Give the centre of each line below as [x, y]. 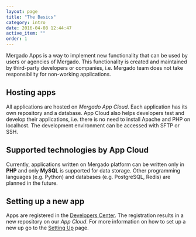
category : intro [26, 22]
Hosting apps [31, 92]
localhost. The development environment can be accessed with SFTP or [93, 125]
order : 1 [17, 39]
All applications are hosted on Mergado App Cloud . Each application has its [97, 107]
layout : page [22, 11]
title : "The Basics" [31, 17]
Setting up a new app [45, 202]
